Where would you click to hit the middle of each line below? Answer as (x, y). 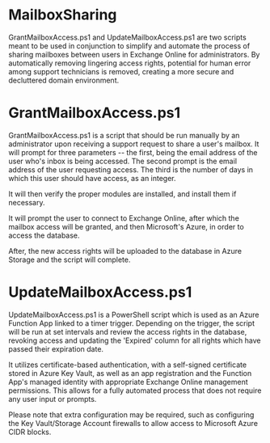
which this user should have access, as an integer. (92, 178)
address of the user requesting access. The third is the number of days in (131, 169)
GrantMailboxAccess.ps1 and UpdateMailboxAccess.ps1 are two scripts (127, 37)
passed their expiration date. (56, 348)
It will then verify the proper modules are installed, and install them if (122, 194)
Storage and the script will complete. (70, 259)
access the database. (44, 235)
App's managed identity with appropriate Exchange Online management (128, 382)
